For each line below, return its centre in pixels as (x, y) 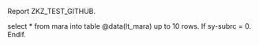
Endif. (17, 35)
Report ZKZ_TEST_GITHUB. (52, 11)
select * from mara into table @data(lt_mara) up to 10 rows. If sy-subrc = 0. (129, 26)
